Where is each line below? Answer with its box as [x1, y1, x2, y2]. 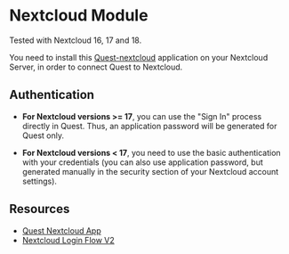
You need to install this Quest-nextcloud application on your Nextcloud [9, 52, 269, 62]
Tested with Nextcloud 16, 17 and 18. [9, 35, 142, 45]
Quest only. [21, 130, 65, 141]
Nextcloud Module [9, 5, 149, 26]
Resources [9, 201, 70, 217]
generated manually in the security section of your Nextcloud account [21, 166, 279, 176]
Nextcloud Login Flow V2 [21, 234, 116, 245]
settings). [21, 176, 58, 186]
